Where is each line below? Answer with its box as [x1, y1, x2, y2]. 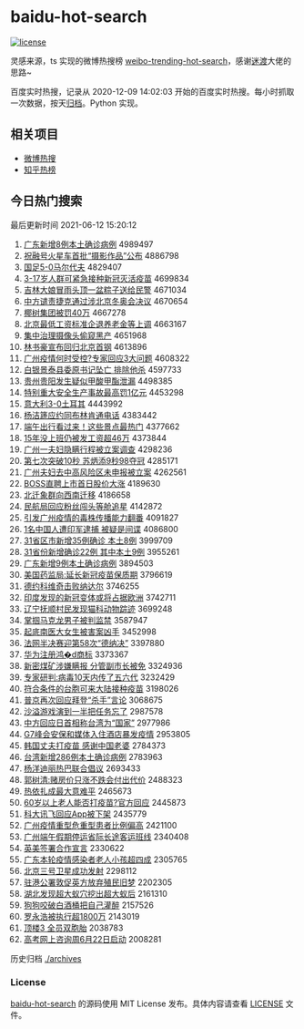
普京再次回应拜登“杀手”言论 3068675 [23, 695, 163, 705]
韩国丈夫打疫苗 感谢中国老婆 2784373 [23, 740, 167, 751]
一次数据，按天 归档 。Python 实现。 [10, 98, 144, 108]
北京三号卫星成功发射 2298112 [23, 865, 137, 876]
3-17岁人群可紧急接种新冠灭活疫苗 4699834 [23, 273, 189, 283]
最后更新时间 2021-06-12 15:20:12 [10, 219, 137, 230]
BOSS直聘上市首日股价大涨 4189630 [23, 478, 161, 489]
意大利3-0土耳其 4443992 [23, 398, 124, 409]
